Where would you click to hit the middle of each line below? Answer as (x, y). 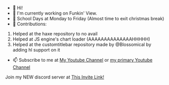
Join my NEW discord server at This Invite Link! (55, 77)
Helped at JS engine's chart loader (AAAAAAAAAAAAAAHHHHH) (81, 39)
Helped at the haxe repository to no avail (55, 34)
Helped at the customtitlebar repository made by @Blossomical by (82, 45)
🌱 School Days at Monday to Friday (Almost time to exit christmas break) (88, 18)
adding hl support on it (36, 50)
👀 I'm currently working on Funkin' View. (55, 13)
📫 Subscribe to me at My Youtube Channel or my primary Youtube (82, 60)
